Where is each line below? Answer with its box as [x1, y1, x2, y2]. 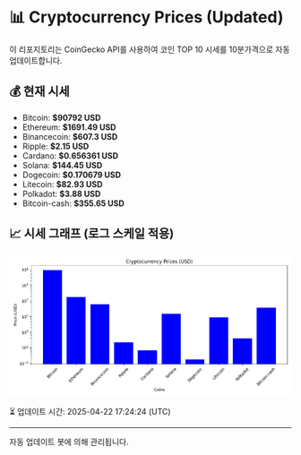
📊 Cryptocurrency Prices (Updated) [9, 7, 284, 28]
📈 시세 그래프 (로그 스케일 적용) [9, 226, 175, 242]
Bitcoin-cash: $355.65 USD [21, 198, 125, 209]
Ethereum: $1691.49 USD [21, 122, 116, 133]
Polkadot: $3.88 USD [21, 188, 101, 199]
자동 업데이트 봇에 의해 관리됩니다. [9, 436, 129, 447]
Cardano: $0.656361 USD [21, 150, 119, 161]
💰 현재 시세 [9, 84, 70, 99]
